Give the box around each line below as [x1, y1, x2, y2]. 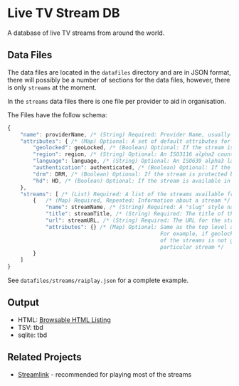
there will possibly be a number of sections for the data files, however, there [7, 75, 230, 84]
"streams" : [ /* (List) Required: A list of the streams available [20, 191, 224, 198]
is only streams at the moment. [7, 83, 97, 92]
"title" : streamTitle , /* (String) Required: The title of [45, 210, 224, 218]
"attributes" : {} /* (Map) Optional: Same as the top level [45, 223, 228, 230]
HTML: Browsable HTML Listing [17, 315, 112, 324]
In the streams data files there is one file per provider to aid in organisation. [7, 97, 226, 105]
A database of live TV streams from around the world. [7, 28, 165, 37]
